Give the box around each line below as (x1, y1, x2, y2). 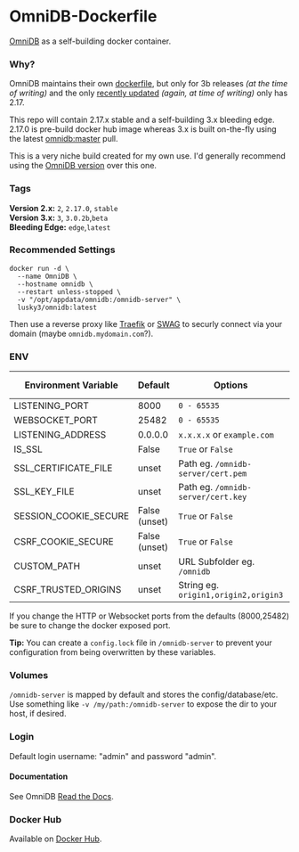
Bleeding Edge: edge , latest (9, 221, 111, 233)
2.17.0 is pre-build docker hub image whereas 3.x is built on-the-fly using (9, 124, 278, 135)
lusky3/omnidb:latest (17, 303, 98, 312)
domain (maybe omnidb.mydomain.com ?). (9, 328, 154, 339)
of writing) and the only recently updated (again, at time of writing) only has (9, 87, 288, 99)
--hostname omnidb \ (17, 279, 93, 289)
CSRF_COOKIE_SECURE (13, 536, 114, 548)
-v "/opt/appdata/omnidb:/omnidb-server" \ (17, 295, 181, 304)
